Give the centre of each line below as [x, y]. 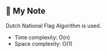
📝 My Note [26, 11]
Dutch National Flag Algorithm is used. [53, 25]
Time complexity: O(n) [42, 37]
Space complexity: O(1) [44, 43]
